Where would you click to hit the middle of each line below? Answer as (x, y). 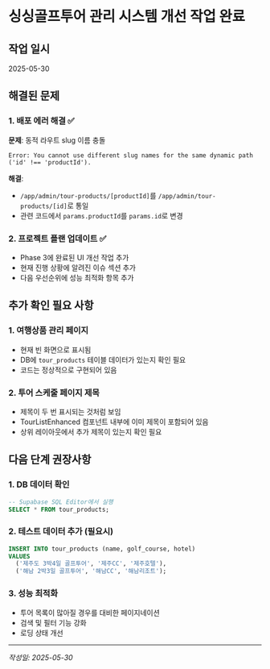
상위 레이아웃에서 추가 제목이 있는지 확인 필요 (91, 431)
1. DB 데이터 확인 (39, 484)
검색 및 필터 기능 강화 (53, 622)
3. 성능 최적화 (33, 593)
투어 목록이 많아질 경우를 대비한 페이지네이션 (90, 613)
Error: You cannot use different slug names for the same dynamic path (131, 155)
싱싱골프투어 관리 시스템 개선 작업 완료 (127, 17)
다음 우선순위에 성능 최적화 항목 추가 (77, 277)
